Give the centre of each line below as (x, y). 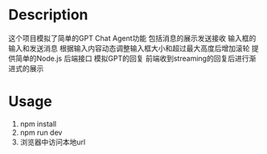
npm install (38, 123)
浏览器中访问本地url (53, 142)
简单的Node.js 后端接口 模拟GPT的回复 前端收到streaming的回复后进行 (132, 58)
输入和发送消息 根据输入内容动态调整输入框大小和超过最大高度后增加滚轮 (129, 48)
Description (48, 15)
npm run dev (41, 132)
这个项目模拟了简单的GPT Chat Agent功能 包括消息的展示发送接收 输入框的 (132, 38)
